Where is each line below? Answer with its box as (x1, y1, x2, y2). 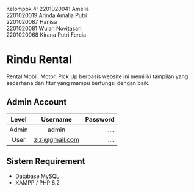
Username (41, 115, 72, 124)
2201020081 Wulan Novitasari (6, 24, 82, 32)
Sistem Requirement (6, 156, 85, 167)
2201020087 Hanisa (6, 18, 57, 25)
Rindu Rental (6, 53, 72, 67)
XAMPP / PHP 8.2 (15, 179, 60, 186)
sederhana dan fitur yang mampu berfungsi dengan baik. (6, 79, 150, 86)
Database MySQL (15, 172, 60, 180)
